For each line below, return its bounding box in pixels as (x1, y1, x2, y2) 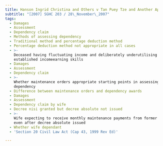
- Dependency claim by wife (9, 102, 66, 107)
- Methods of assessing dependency (9, 35, 81, 39)
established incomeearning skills (14, 57, 83, 62)
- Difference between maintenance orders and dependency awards (9, 89, 142, 93)
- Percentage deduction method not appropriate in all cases (9, 43, 136, 48)
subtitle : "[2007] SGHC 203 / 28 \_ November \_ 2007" (5, 12, 110, 17)
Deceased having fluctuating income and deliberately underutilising (14, 52, 158, 57)
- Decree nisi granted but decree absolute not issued (9, 107, 123, 112)
